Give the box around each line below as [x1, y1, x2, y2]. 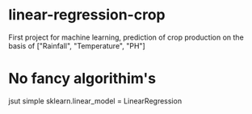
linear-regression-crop [8, 6, 166, 24]
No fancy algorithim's [8, 70, 156, 88]
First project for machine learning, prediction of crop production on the [8, 32, 244, 42]
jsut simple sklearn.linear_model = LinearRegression [8, 95, 183, 106]
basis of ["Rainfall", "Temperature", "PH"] [8, 40, 145, 50]
